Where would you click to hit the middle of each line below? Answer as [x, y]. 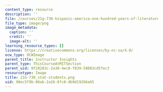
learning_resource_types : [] [34, 46]
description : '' [21, 14]
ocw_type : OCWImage [25, 55]
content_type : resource [29, 9]
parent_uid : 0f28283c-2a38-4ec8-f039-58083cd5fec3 [57, 69]
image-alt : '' [24, 41]
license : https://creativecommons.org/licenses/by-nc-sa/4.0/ [69, 50]
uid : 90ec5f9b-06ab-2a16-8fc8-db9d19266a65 [50, 82]
